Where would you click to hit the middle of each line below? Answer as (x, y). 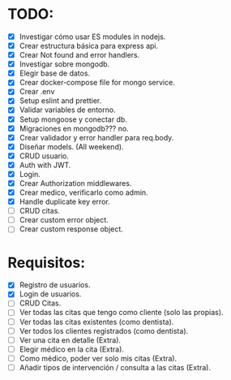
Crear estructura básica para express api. (89, 46)
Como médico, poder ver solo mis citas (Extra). (98, 358)
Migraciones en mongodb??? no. (74, 128)
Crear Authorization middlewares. (75, 183)
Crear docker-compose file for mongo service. (97, 83)
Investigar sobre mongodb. (64, 64)
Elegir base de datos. (55, 73)
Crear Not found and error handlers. (79, 55)
